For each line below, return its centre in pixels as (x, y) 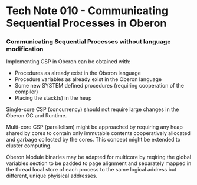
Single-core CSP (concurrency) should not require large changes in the (93, 109)
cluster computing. (29, 146)
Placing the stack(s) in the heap (53, 98)
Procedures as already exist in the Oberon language (78, 73)
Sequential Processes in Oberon (86, 23)
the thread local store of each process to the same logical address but (91, 170)
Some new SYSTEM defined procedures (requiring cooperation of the (99, 86)
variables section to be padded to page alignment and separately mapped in (99, 163)
